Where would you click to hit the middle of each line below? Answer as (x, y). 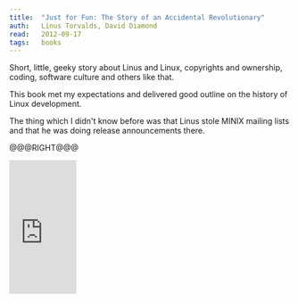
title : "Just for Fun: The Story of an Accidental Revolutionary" (137, 17)
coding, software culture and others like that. (92, 78)
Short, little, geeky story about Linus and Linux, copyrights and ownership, (146, 68)
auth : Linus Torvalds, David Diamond (83, 26)
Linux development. (46, 104)
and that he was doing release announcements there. (107, 131)
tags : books (36, 42)
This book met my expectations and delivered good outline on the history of (149, 94)
